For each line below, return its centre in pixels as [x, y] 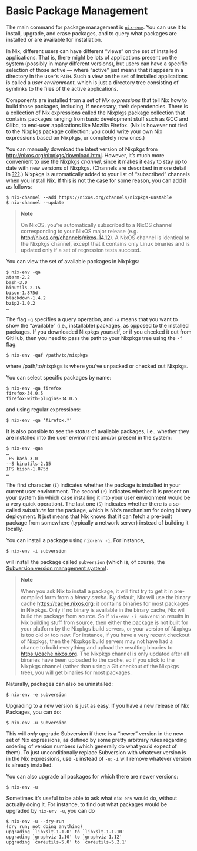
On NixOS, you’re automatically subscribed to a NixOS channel [96, 225]
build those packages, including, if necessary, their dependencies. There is [97, 106]
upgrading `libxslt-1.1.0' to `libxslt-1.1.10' [66, 832]
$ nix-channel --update [35, 202]
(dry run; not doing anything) [44, 826]
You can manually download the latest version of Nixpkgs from [82, 149]
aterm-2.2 [18, 277]
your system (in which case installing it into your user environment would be [98, 497]
